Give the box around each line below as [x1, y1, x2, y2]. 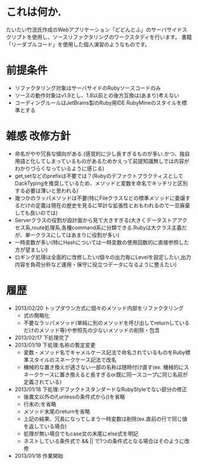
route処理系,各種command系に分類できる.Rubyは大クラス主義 [31, 224, 182, 231]
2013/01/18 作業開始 [14, 452, 64, 459]
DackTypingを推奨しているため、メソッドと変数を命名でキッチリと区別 [14, 180, 189, 187]
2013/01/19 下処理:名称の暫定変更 [14, 341, 96, 349]
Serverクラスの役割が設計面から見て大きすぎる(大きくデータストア [14, 216, 178, 223]
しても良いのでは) [14, 209, 58, 216]
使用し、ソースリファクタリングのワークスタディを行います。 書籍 [31, 33, 192, 40]
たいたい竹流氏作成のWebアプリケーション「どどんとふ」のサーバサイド [6, 26, 183, 33]
